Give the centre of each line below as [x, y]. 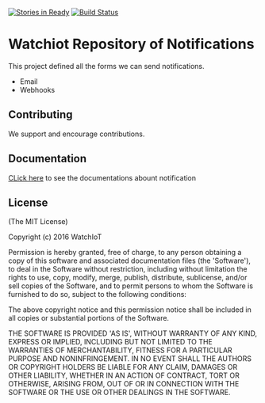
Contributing [40, 115]
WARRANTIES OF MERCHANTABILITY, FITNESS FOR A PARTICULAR [120, 350]
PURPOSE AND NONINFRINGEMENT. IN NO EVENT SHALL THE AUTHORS [130, 359]
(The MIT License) [38, 222]
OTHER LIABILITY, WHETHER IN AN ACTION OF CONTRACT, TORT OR [124, 375]
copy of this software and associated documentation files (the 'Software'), [130, 260]
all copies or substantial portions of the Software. [88, 318]
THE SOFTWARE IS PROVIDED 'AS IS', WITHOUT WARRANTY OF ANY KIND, [133, 333]
